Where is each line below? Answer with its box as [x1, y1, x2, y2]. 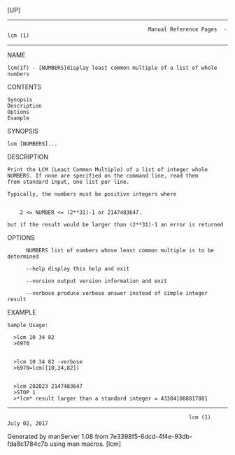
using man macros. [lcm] [49, 440, 121, 448]
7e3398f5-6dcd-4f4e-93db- [110, 433, 193, 440]
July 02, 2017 [7, 420, 49, 427]
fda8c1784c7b [7, 440, 49, 448]
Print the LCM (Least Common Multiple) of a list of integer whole [7, 166, 208, 173]
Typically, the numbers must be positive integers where [7, 191, 177, 198]
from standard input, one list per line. [7, 178, 130, 185]
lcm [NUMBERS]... [7, 140, 58, 147]
